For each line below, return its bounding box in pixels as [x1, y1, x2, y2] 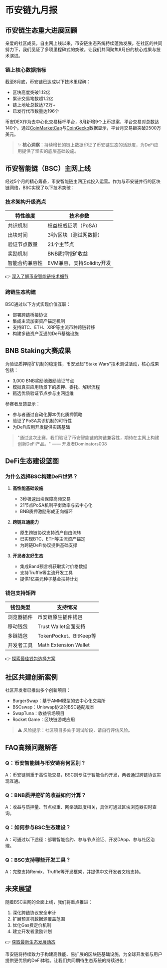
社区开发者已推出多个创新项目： [5, 687, 71, 693]
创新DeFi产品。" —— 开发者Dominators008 [17, 440, 107, 446]
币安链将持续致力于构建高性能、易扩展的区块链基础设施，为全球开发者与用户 [5, 951, 163, 957]
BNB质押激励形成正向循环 [19, 508, 73, 514]
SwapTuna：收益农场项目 [12, 710, 65, 716]
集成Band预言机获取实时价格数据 [19, 563, 88, 569]
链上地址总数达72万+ [12, 102, 56, 108]
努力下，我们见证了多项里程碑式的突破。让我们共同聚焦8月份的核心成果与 [5, 46, 157, 52]
